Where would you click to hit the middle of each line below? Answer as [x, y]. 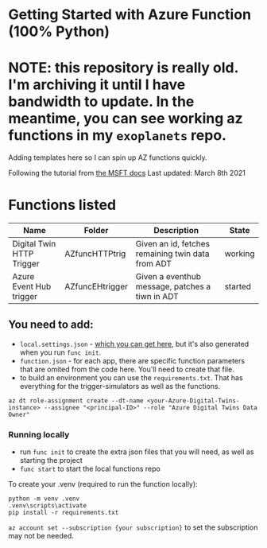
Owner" [19, 414]
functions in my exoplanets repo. [117, 136]
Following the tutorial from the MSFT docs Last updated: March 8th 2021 [127, 173]
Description [176, 231]
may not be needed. [41, 536]
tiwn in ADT [157, 297]
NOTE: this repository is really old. [124, 68]
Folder [96, 231]
